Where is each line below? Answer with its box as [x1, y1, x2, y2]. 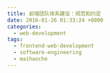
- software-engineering [13, 49, 82, 56]
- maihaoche [13, 56, 48, 63]
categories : [7, 23, 42, 30]
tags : [7, 36, 23, 43]
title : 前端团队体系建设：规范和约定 [7, 10, 102, 17]
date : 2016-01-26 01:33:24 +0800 [7, 17, 104, 24]
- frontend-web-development [13, 42, 95, 49]
